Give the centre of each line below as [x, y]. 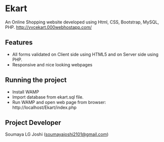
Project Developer [33, 122]
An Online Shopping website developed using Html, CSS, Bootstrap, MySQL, [82, 22]
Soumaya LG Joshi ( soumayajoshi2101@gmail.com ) [57, 134]
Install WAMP [25, 92]
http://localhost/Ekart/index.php [44, 107]
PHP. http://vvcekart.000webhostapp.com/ [48, 27]
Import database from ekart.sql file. [48, 97]
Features [19, 43]
